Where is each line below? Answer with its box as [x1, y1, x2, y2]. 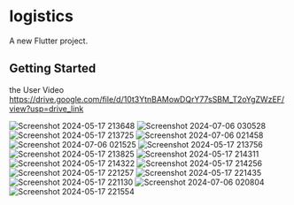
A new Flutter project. [9, 35, 89, 46]
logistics [9, 6, 73, 27]
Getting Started [9, 61, 97, 76]
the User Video [9, 84, 65, 95]
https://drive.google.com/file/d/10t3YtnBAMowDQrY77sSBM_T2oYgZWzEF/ [9, 94, 285, 104]
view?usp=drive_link [9, 103, 84, 114]
